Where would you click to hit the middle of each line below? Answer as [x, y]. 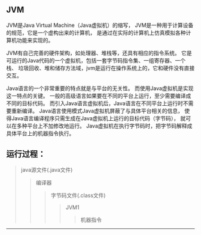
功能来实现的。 [35, 40]
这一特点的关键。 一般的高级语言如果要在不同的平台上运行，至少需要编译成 [99, 96]
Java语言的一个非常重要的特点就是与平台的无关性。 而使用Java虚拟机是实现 [100, 88]
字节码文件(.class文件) [78, 195]
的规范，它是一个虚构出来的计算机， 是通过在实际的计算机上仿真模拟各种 [96, 32]
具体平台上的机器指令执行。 [40, 133]
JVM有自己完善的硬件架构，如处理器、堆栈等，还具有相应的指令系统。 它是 [99, 53]
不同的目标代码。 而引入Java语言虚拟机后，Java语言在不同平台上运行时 [95, 103]
